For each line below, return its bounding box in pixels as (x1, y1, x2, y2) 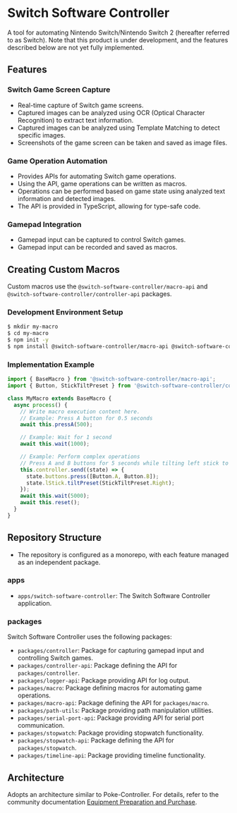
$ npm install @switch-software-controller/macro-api (7, 343, 169, 350)
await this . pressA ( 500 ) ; (20, 421, 93, 428)
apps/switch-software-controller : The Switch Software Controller (17, 591, 211, 600)
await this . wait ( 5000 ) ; (20, 492, 90, 500)
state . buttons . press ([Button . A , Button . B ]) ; (25, 472, 159, 480)
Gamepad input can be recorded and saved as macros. (17, 243, 178, 252)
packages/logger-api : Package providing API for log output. (17, 676, 190, 685)
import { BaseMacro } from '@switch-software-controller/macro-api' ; (7, 376, 217, 383)
